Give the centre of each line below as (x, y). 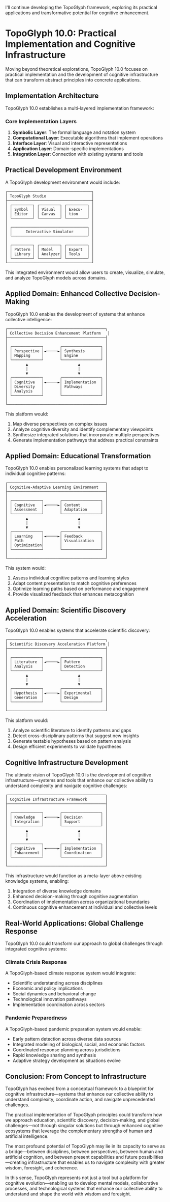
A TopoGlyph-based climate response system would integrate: (71, 973)
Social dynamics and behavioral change (54, 994)
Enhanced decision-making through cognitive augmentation (75, 897)
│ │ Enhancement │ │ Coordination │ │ (57, 853)
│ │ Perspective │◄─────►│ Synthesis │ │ (57, 351)
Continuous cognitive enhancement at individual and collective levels (85, 907)
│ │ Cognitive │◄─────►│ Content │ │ (57, 505)
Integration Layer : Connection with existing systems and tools (78, 154)
